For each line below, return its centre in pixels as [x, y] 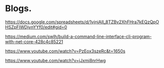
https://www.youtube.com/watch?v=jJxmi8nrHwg [55, 60]
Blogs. [18, 8]
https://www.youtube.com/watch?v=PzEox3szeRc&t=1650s [65, 51]
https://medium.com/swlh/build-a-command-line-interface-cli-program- [79, 36]
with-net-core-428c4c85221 [34, 41]
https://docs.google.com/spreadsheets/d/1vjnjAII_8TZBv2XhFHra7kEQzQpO [82, 22]
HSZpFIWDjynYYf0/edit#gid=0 [36, 27]
